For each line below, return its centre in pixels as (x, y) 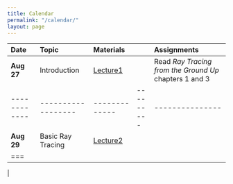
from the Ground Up (187, 70)
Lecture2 (108, 141)
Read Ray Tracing (183, 62)
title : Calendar (31, 14)
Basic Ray (56, 136)
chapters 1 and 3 (182, 79)
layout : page (26, 26)
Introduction (60, 70)
